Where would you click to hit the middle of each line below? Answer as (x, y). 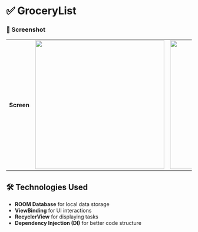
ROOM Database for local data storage (62, 204)
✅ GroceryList (41, 11)
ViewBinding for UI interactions (53, 211)
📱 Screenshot (26, 29)
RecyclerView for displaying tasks (57, 217)
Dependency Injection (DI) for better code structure (78, 223)
